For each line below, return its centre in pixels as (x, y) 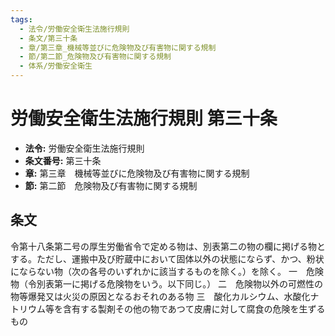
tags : (21, 19)
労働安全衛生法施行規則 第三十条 (144, 118)
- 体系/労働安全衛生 (56, 66)
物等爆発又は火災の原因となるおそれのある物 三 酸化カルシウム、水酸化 (160, 296)
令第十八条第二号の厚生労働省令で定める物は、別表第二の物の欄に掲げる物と (168, 246)
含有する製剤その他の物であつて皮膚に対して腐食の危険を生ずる (194, 308)
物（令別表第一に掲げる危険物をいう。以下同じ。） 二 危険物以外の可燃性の (167, 283)
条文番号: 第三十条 (63, 160)
